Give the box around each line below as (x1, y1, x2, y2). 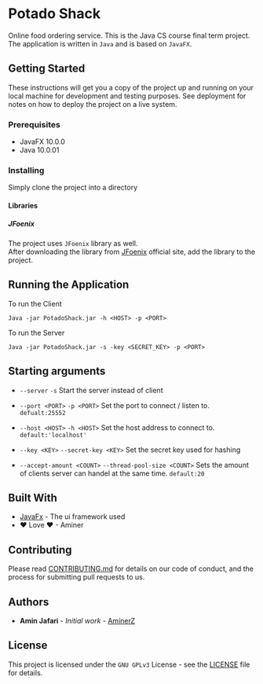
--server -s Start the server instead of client (19, 385, 163, 395)
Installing (8, 164, 45, 175)
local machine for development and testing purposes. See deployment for (8, 91, 247, 101)
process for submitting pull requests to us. (8, 572, 145, 582)
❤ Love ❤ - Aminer (19, 520, 84, 530)
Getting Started (8, 62, 86, 75)
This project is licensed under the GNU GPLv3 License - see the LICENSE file (8, 660, 250, 669)
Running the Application (8, 278, 130, 292)
